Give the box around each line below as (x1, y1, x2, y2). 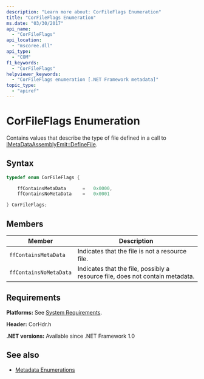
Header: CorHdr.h (6, 320, 52, 328)
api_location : (6, 37, 42, 43)
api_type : (6, 49, 32, 55)
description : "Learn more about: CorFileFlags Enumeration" (6, 9, 162, 15)
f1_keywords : (6, 60, 39, 66)
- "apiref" (12, 88, 39, 94)
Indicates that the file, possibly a (77, 264, 170, 273)
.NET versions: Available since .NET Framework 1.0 (6, 332, 135, 340)
